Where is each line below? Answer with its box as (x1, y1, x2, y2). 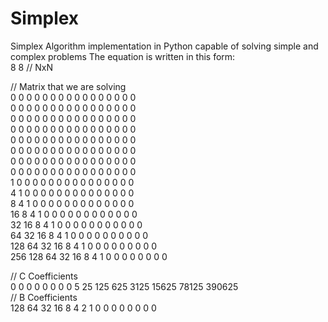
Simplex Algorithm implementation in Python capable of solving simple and (10, 40, 319, 52)
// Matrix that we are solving (10, 80, 127, 92)
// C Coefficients (10, 270, 78, 282)
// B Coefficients (10, 291, 78, 303)
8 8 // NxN (10, 61, 53, 73)
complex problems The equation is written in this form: (10, 50, 236, 62)
